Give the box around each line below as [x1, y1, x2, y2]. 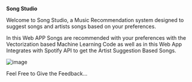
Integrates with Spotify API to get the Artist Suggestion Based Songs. [6, 47, 176, 54]
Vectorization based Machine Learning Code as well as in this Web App [6, 41, 182, 48]
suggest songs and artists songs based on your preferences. [6, 23, 157, 30]
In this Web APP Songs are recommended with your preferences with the [6, 34, 187, 41]
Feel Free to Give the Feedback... [6, 70, 88, 77]
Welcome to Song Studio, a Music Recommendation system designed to [6, 17, 184, 23]
